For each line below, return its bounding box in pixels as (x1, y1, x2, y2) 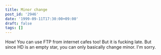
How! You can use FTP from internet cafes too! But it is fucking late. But (5, 39, 152, 45)
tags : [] (5, 26, 23, 30)
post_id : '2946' (5, 12, 39, 17)
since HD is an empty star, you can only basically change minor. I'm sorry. (5, 44, 156, 50)
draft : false (5, 21, 32, 26)
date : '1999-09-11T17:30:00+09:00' (5, 16, 79, 21)
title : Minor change (5, 7, 48, 12)
